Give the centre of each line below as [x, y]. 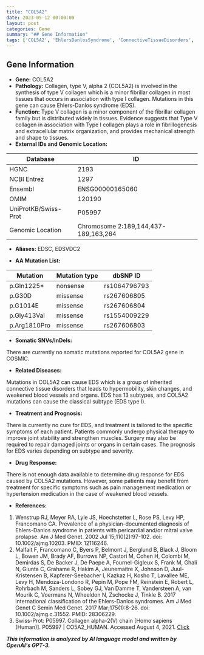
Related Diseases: [38, 370]
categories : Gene [28, 29]
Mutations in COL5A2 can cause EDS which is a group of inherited [89, 382]
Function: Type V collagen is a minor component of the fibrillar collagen [105, 111]
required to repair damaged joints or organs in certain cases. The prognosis [101, 444]
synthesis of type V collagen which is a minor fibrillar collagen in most [103, 92]
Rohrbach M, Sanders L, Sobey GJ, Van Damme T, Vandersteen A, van [103, 588]
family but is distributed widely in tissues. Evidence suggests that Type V [106, 118]
